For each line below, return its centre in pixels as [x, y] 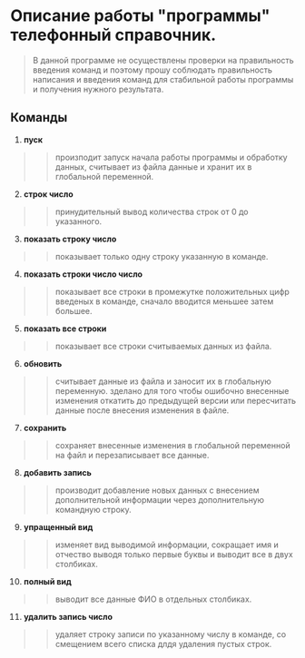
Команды [39, 118]
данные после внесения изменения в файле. [142, 410]
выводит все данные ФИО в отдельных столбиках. [153, 599]
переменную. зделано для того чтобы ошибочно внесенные [172, 390]
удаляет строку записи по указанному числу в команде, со [171, 634]
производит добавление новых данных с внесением [157, 490]
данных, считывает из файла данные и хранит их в [153, 167]
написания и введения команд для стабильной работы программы [163, 79]
